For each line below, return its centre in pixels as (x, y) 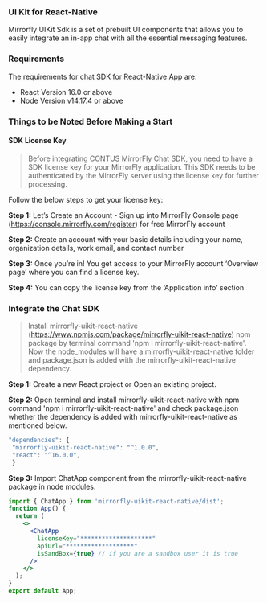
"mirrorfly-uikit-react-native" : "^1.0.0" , (85, 447)
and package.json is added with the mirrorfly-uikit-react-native (132, 360)
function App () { (37, 509)
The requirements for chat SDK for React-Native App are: (103, 76)
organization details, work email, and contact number (96, 248)
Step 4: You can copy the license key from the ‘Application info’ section (126, 287)
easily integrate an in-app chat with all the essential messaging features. (128, 38)
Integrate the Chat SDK (54, 308)
